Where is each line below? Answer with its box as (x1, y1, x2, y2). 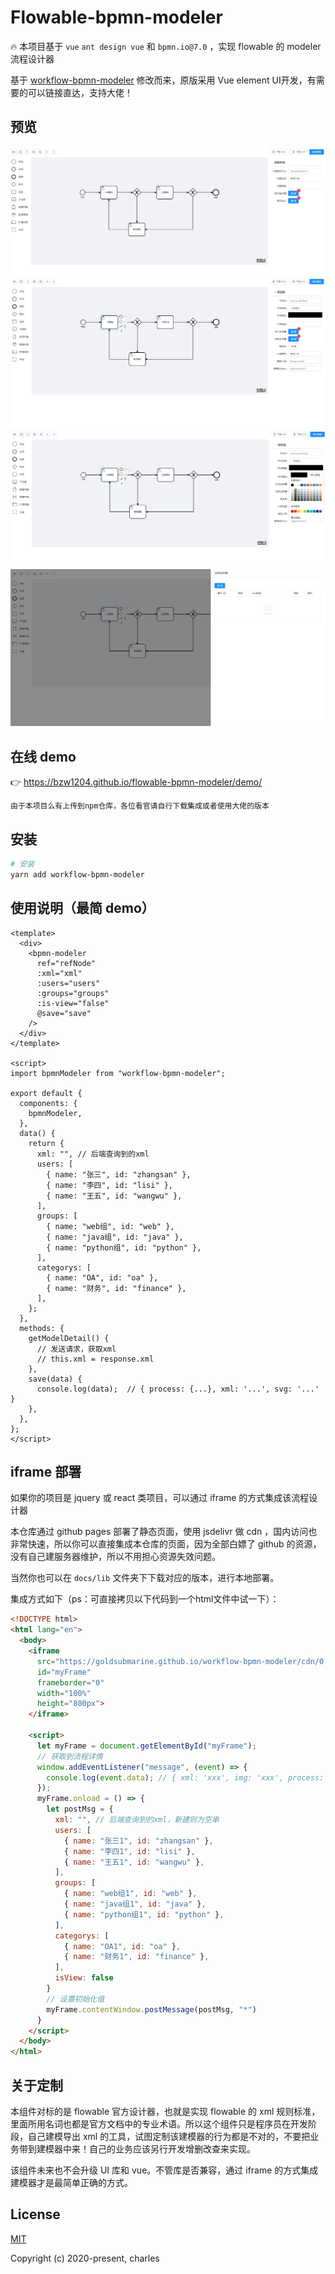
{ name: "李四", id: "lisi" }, (46, 1180, 174, 1190)
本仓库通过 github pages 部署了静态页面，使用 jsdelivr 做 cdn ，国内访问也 (10, 1526, 318, 1538)
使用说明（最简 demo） (10, 900, 155, 917)
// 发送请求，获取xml (36, 1344, 117, 1354)
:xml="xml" (36, 968, 83, 978)
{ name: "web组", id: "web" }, (46, 1221, 175, 1231)
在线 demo (10, 748, 77, 765)
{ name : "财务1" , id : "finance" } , (63, 1952, 210, 1962)
